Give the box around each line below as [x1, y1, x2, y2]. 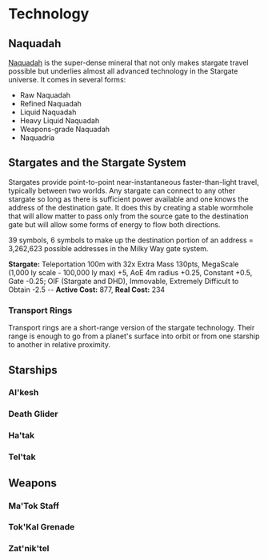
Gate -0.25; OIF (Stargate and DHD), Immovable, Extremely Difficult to [8, 276, 239, 286]
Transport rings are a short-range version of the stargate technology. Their [8, 323, 255, 333]
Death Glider [8, 409, 58, 420]
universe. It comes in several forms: [8, 75, 126, 84]
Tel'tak [8, 451, 36, 462]
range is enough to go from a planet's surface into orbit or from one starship [8, 331, 260, 341]
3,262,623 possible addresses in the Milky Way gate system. [8, 243, 209, 253]
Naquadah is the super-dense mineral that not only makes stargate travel [8, 58, 249, 67]
